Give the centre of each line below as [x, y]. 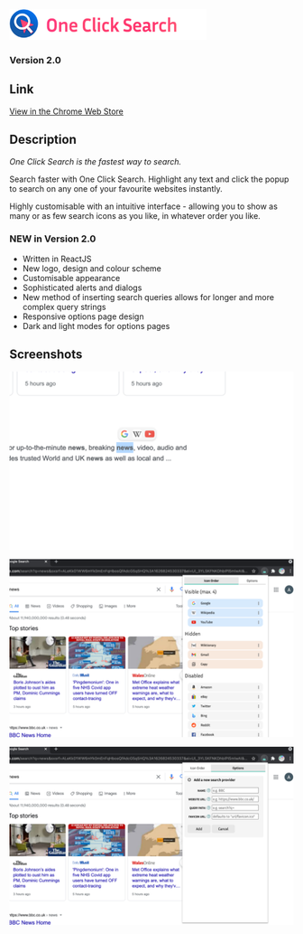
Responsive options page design [83, 316]
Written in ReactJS [57, 259]
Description [43, 140]
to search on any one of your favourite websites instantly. [116, 188]
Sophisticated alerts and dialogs [82, 288]
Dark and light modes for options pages [96, 325]
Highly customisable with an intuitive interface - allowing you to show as [143, 206]
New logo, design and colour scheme [92, 268]
